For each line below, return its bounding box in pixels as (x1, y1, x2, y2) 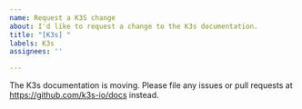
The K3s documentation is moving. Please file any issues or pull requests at (9, 80, 293, 91)
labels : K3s (9, 38, 55, 48)
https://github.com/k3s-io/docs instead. (9, 90, 159, 101)
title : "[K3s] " (9, 30, 71, 39)
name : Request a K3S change (9, 13, 116, 23)
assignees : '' (9, 47, 64, 56)
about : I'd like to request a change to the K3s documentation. (9, 22, 258, 31)
